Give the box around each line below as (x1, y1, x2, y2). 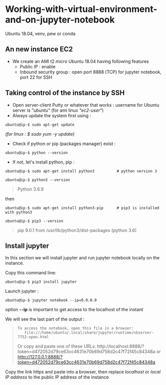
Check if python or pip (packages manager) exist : (12, 141, 116, 147)
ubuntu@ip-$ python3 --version (5, 177, 70, 183)
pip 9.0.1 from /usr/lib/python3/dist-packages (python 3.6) (17, 227, 137, 233)
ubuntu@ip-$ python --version (5, 150, 68, 155)
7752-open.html (17, 335, 49, 340)
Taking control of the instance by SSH (5, 89, 125, 97)
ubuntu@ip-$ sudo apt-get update (5, 122, 75, 127)
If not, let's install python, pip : (12, 159, 75, 165)
